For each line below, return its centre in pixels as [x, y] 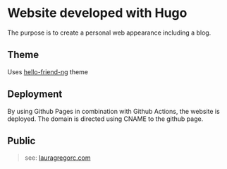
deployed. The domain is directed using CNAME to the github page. [105, 119]
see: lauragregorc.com [57, 158]
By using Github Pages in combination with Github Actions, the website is [114, 111]
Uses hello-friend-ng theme [48, 71]
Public [22, 140]
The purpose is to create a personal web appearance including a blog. [109, 33]
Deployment [35, 94]
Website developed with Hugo [97, 13]
